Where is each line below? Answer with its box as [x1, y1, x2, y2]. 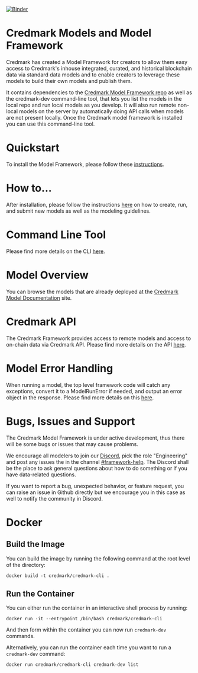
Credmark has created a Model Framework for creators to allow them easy [6, 58, 188, 65]
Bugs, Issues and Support [6, 415, 135, 428]
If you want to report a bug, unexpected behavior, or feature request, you [6, 482, 184, 489]
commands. [6, 633, 35, 640]
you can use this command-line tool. [6, 120, 95, 127]
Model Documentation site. [6, 294, 72, 302]
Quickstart [6, 141, 60, 155]
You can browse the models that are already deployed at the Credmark [6, 288, 178, 295]
